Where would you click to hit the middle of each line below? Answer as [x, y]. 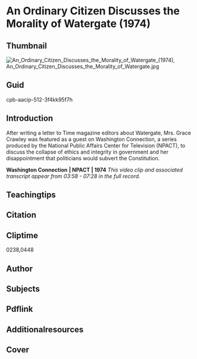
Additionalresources [45, 329]
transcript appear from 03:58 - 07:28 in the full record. [74, 176]
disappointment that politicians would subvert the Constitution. [83, 158]
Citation [21, 215]
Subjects [23, 289]
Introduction [30, 119]
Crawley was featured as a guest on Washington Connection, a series [92, 139]
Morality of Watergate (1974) [78, 24]
